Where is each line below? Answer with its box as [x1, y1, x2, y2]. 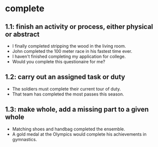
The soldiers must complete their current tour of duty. [12, 86, 121, 92]
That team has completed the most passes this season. [12, 91, 124, 97]
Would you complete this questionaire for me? [12, 59, 105, 64]
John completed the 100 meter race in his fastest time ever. [12, 49, 132, 54]
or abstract [5, 30, 40, 38]
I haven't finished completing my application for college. [12, 53, 126, 59]
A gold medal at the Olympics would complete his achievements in [12, 131, 147, 137]
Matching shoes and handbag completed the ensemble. [12, 126, 125, 132]
